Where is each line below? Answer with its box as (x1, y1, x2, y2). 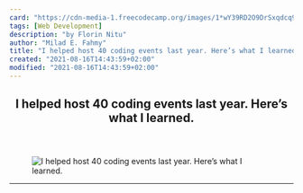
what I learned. (108, 110, 195, 126)
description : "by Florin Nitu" (9, 30, 127, 39)
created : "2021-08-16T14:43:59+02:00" (9, 55, 155, 64)
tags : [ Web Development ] (9, 22, 103, 31)
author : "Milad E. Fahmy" (9, 38, 106, 48)
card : (9, 13, 30, 22)
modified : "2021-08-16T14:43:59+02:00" (9, 64, 160, 73)
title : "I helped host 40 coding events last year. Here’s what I (9, 47, 264, 56)
